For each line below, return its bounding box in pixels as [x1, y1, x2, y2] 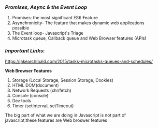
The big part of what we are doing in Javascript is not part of [5, 112, 126, 118]
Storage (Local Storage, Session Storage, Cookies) [12, 77, 114, 83]
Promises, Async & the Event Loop [5, 4, 87, 11]
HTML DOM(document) [12, 82, 59, 88]
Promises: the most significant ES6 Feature [12, 15, 98, 21]
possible [12, 25, 29, 31]
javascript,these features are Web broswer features [5, 117, 108, 123]
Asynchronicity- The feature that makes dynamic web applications [12, 20, 144, 26]
